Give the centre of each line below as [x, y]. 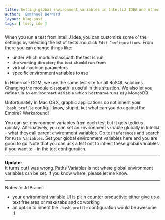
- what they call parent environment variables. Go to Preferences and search [82, 133]
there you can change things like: [39, 48]
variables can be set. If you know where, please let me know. [67, 173]
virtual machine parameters [40, 68]
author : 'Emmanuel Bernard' [34, 14]
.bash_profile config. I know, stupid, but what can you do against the [75, 108]
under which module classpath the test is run [58, 58]
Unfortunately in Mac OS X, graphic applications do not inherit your [73, 103]
